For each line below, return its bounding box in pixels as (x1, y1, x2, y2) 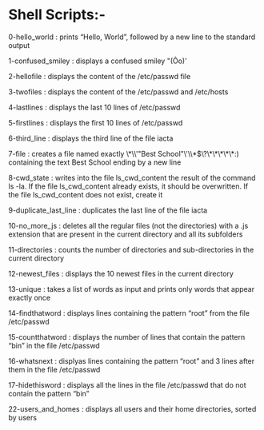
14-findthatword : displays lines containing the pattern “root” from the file (8, 308, 250, 317)
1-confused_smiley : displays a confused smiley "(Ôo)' (8, 56, 188, 66)
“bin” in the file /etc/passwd (8, 340, 100, 350)
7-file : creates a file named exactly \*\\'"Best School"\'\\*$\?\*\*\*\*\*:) (8, 149, 240, 158)
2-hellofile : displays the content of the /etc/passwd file (8, 71, 191, 81)
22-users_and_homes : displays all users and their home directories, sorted (8, 404, 257, 413)
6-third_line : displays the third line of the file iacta (8, 133, 174, 143)
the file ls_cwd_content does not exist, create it (8, 189, 163, 199)
